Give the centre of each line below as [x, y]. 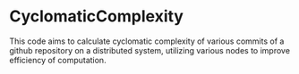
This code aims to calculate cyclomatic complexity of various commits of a [147, 41]
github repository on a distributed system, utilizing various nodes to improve [150, 50]
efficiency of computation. [58, 60]
